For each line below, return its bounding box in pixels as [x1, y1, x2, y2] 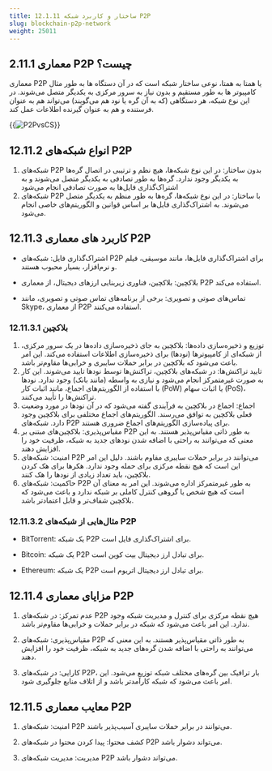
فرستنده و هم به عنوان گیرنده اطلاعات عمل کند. [9, 105, 155, 114]
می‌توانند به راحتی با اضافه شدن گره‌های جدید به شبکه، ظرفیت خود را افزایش [20, 644, 253, 653]
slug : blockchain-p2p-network [9, 19, 112, 28]
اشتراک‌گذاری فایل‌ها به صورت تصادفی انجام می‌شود [20, 182, 179, 191]
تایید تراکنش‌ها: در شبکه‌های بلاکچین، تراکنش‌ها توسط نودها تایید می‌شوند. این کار [20, 366, 262, 376]
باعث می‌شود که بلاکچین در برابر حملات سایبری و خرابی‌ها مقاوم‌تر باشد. [20, 358, 238, 367]
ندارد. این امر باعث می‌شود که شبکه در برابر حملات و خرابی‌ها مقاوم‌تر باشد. [20, 619, 250, 629]
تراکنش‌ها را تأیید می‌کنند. [20, 392, 96, 402]
